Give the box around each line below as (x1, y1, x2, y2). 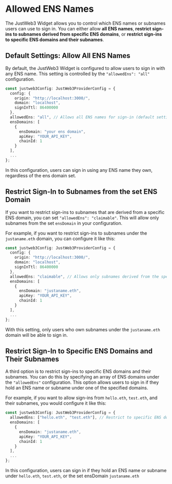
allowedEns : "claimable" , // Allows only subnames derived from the (10, 274, 159, 279)
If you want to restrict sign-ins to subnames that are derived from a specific (5, 209, 165, 215)
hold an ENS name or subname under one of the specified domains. (5, 385, 148, 391)
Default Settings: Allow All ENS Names (5, 51, 131, 60)
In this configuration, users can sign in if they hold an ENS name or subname (5, 468, 167, 473)
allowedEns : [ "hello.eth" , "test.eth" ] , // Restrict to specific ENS (10, 415, 161, 420)
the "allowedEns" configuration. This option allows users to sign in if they (5, 379, 159, 386)
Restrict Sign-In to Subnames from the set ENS (5, 187, 158, 196)
